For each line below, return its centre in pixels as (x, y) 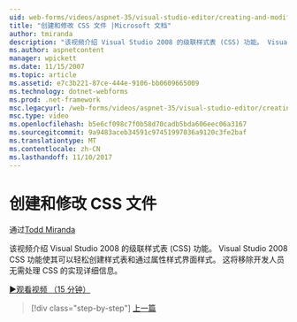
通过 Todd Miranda (42, 230)
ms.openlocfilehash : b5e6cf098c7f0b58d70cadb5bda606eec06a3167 (128, 125)
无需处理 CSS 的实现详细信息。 (66, 271)
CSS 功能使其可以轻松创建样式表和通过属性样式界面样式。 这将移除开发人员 (147, 260)
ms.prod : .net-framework (55, 100)
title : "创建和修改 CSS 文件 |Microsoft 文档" (91, 26)
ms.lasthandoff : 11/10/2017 (61, 157)
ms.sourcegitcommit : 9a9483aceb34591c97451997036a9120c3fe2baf (128, 133)
